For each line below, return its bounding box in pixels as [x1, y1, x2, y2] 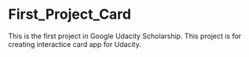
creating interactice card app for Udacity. [8, 39, 141, 48]
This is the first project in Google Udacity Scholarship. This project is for [8, 31, 242, 41]
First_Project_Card [8, 5, 132, 23]
